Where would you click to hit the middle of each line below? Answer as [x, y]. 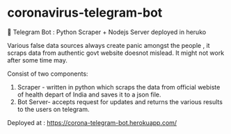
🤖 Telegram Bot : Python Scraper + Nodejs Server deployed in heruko [107, 32]
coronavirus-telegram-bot [85, 13]
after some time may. [38, 60]
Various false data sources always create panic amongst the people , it [109, 45]
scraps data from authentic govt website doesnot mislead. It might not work [116, 53]
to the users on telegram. [53, 109]
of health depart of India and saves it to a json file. [89, 94]
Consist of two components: [48, 74]
